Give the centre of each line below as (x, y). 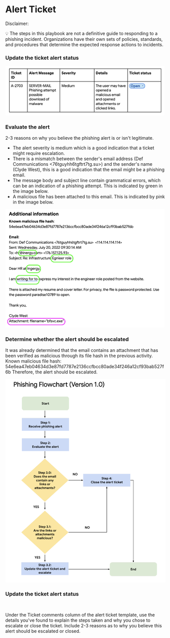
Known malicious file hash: (33, 361)
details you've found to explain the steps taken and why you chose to (78, 620)
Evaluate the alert (27, 127)
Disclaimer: (17, 23)
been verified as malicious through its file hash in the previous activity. (79, 355)
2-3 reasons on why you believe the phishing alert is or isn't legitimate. (80, 138)
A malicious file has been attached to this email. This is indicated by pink (89, 197)
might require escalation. (39, 154)
